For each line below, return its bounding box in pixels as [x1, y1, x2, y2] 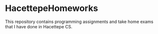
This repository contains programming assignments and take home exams [5, 19, 154, 24]
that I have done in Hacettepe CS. [5, 23, 73, 29]
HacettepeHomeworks [5, 3, 98, 14]
